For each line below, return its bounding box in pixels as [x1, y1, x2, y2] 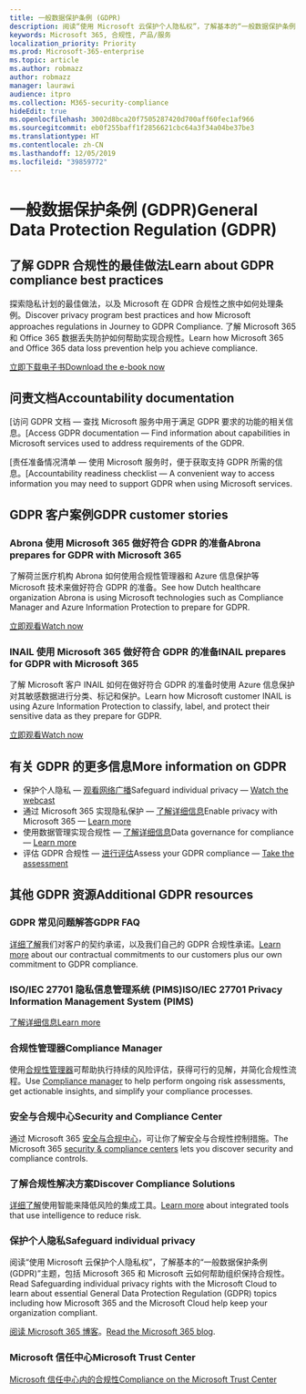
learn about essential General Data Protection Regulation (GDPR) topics [9, 1288, 278, 1299]
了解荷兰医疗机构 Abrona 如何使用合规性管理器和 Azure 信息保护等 [9, 570, 260, 581]
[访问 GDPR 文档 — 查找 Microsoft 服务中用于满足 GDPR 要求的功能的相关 [9, 416, 286, 427]
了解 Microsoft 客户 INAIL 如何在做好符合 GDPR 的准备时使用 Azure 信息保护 [9, 680, 296, 691]
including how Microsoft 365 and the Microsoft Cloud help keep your [9, 1297, 268, 1308]
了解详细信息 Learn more [9, 1017, 101, 1028]
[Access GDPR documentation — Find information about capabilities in [25, 427, 291, 438]
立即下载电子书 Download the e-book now [9, 361, 166, 372]
